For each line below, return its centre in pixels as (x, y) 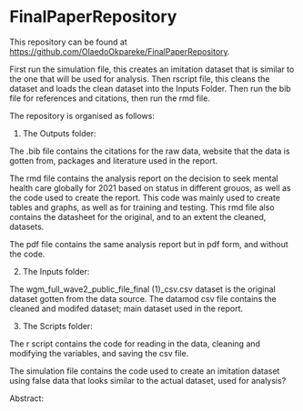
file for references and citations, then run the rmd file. (110, 98)
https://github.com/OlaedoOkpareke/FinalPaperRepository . (120, 51)
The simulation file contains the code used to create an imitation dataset (145, 371)
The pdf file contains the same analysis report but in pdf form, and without (149, 244)
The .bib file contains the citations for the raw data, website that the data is (150, 151)
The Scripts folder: (57, 326)
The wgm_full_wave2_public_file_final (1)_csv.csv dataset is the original (142, 289)
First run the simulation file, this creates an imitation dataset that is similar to (152, 69)
